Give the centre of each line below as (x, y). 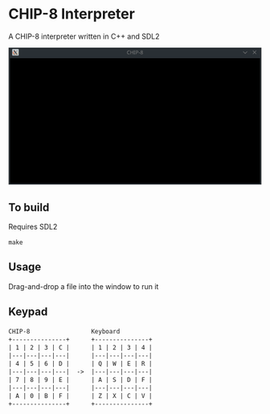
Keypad (28, 312)
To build (29, 207)
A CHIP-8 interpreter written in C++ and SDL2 (84, 36)
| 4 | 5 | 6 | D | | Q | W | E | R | (80, 363)
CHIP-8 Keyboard (64, 331)
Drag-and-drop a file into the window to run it (84, 286)
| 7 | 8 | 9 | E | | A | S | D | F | (80, 379)
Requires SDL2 (33, 226)
